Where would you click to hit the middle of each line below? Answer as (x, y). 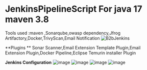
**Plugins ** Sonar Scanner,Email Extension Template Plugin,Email (73, 47)
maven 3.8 (27, 19)
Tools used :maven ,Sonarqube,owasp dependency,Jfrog (63, 33)
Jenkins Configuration (28, 62)
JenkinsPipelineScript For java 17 (74, 9)
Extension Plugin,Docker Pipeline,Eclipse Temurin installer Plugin (71, 53)
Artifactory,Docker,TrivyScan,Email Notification (52, 38)
